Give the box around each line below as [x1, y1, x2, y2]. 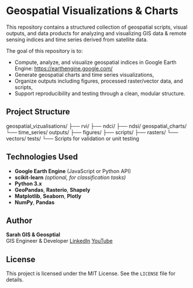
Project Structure [6, 107, 70, 117]
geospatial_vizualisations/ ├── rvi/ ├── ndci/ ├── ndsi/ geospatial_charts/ [6, 122, 187, 130]
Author [6, 215, 32, 225]
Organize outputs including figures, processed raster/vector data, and [14, 77, 183, 84]
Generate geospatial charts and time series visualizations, [14, 71, 154, 78]
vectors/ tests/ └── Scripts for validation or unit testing [6, 135, 139, 142]
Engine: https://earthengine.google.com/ [14, 65, 113, 72]
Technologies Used [6, 152, 78, 162]
